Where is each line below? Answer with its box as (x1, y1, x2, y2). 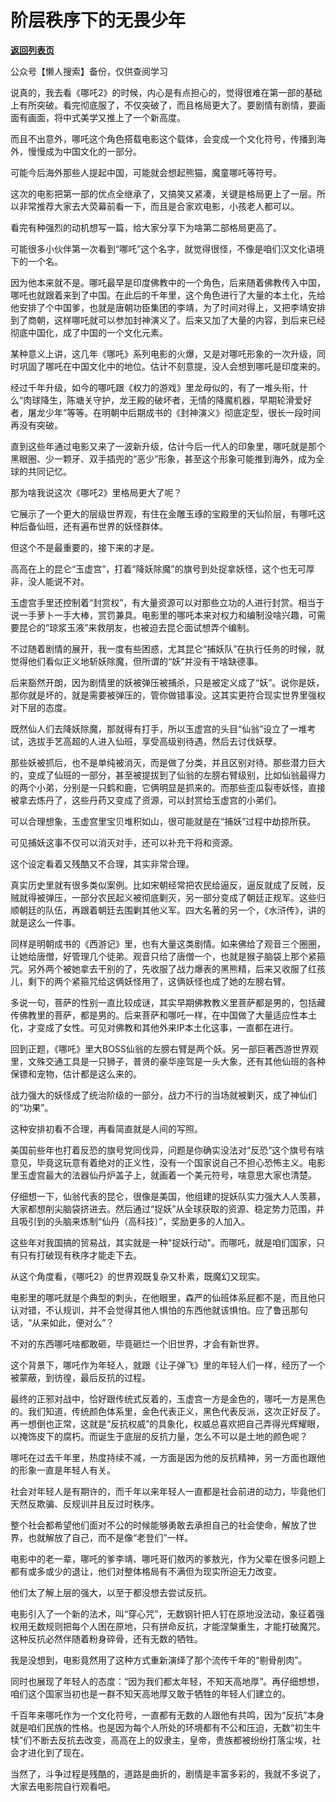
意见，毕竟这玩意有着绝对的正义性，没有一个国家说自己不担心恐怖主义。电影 (10, 1156, 326, 1168)
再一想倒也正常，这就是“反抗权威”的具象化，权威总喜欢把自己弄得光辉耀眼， (10, 1417, 325, 1430)
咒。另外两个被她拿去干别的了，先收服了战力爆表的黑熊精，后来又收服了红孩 (10, 962, 326, 975)
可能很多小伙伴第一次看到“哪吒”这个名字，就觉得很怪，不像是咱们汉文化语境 (10, 242, 325, 255)
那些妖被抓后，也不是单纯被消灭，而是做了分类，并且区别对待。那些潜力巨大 (10, 756, 326, 768)
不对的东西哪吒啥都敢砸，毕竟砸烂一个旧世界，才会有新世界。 (10, 1337, 265, 1350)
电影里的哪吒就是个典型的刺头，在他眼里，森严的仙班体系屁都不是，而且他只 (10, 1291, 326, 1303)
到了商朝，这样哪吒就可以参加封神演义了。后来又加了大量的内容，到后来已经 (10, 314, 326, 326)
